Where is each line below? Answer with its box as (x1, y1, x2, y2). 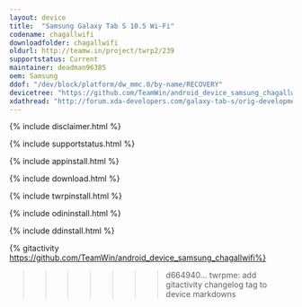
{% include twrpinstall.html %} (9, 190, 123, 202)
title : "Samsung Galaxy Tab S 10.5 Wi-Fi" (9, 22, 175, 31)
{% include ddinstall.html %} (9, 225, 115, 236)
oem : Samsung (9, 72, 58, 81)
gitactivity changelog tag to (165, 279, 268, 290)
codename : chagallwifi (9, 30, 94, 39)
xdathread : (9, 96, 50, 106)
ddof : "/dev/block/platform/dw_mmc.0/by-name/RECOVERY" (9, 80, 223, 89)
